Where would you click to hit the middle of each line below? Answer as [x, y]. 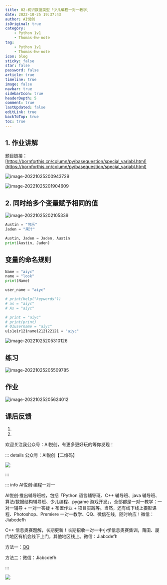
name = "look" [20, 276]
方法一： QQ [17, 547]
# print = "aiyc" [23, 317]
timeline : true [21, 79]
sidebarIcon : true [24, 93]
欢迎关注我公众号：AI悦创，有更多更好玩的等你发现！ [60, 444]
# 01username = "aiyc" [29, 326]
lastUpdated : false [25, 107]
